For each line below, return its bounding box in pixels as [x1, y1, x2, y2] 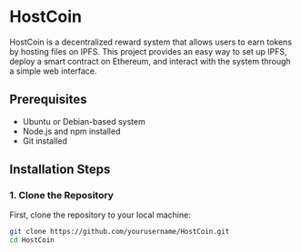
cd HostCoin [9, 236, 55, 245]
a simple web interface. [9, 66, 97, 76]
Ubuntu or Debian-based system [22, 116, 145, 126]
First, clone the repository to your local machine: [9, 209, 191, 220]
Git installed [22, 135, 68, 146]
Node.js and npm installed [22, 126, 121, 136]
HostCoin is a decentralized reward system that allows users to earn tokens [9, 36, 293, 47]
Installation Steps [9, 162, 111, 177]
